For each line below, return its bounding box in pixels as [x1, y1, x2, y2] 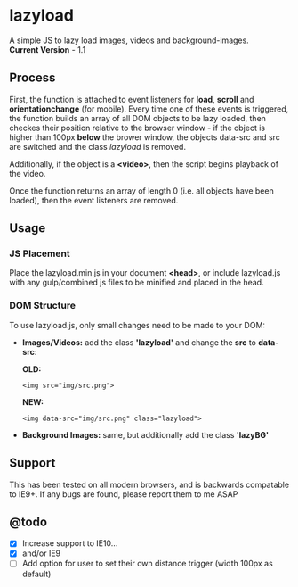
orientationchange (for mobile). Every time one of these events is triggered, [9, 103, 289, 114]
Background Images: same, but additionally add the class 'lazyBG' [21, 429, 270, 440]
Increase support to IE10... [21, 538, 118, 549]
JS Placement [9, 247, 70, 260]
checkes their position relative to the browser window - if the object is [9, 122, 265, 133]
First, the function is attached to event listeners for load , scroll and [9, 94, 254, 104]
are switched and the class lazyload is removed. [9, 141, 187, 152]
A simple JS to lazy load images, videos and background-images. [9, 35, 249, 45]
